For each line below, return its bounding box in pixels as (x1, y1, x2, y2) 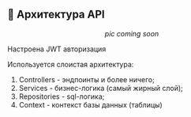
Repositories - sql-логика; (18, 92, 105, 101)
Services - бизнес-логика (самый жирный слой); (18, 83, 183, 92)
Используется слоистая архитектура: (7, 59, 134, 69)
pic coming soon (104, 28, 159, 38)
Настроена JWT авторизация (7, 44, 107, 54)
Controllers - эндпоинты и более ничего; (18, 74, 155, 84)
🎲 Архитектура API (7, 8, 105, 21)
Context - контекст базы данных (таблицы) (18, 100, 163, 109)
